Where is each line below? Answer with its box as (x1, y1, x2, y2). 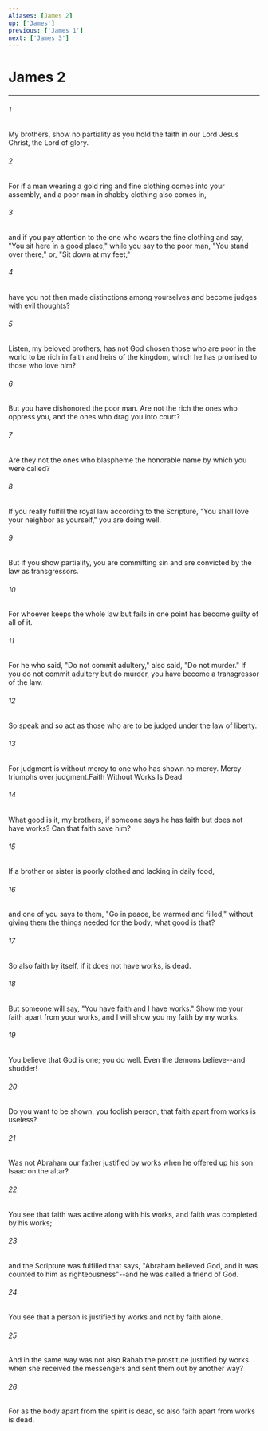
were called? (8, 463, 50, 473)
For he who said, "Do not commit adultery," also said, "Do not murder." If (8, 661, 246, 670)
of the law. (8, 678, 43, 687)
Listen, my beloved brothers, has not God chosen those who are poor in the (8, 344, 257, 353)
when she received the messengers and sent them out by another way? (8, 1364, 244, 1374)
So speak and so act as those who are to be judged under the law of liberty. (8, 721, 258, 730)
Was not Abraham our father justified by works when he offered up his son (8, 1158, 254, 1168)
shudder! (8, 1063, 38, 1073)
